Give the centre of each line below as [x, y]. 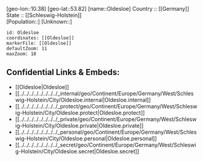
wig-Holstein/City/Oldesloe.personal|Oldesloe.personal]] [86, 138]
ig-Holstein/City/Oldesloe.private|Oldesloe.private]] [79, 125]
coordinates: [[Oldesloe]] [40, 38]
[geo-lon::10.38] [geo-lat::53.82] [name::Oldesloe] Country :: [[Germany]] [98, 9]
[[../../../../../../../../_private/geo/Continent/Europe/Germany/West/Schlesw [106, 119]
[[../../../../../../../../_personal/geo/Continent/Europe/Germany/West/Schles [106, 132]
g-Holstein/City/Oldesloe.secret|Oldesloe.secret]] [77, 151]
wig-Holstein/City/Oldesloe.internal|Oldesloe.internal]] [83, 100]
